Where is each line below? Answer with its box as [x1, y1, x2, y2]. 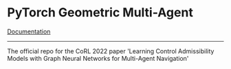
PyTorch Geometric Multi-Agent [7, 5, 194, 20]
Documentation [7, 27, 51, 36]
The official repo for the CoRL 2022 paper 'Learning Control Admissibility [7, 46, 214, 55]
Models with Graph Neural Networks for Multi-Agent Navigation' [7, 54, 189, 62]
